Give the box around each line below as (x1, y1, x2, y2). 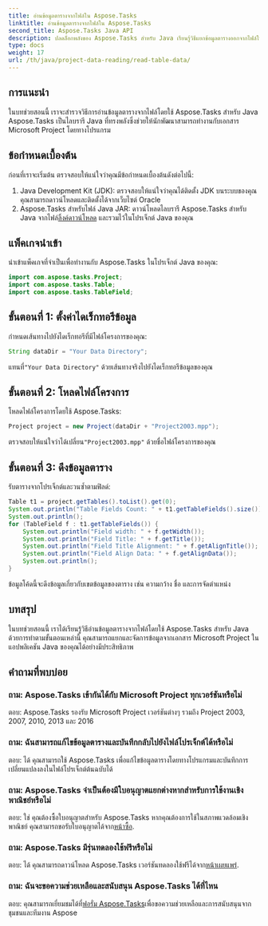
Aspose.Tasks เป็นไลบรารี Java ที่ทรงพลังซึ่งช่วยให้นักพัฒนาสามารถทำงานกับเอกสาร (8, 116, 239, 125)
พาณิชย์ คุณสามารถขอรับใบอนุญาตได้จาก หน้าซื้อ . (8, 821, 135, 831)
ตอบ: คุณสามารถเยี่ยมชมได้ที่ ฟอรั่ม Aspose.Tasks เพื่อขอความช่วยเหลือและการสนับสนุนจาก (8, 899, 252, 908)
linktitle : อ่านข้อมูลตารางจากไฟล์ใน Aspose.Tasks (8, 19, 152, 27)
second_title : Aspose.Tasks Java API (8, 26, 134, 34)
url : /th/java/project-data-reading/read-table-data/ (8, 57, 191, 65)
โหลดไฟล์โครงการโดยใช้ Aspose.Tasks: (8, 406, 122, 416)
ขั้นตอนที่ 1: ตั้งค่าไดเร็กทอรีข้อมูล (8, 311, 137, 324)
